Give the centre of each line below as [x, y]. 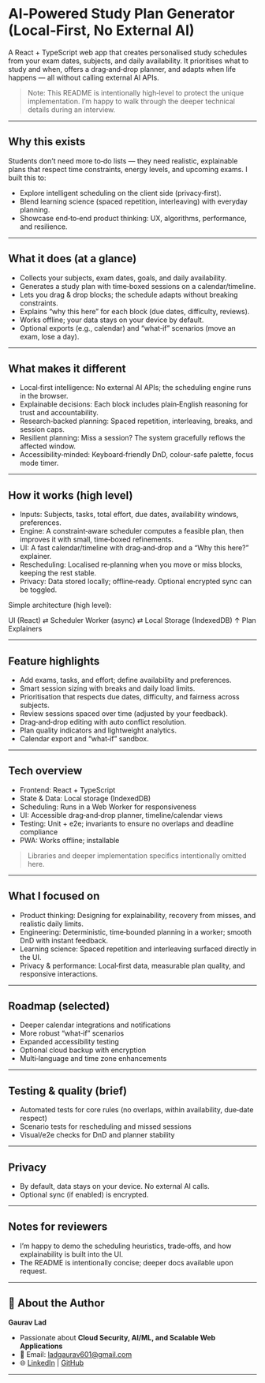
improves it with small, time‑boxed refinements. [96, 540]
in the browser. [44, 396]
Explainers [25, 629]
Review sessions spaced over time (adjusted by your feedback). [124, 714]
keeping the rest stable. [58, 573]
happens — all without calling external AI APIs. [84, 77]
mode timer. [39, 463]
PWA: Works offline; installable [69, 840]
